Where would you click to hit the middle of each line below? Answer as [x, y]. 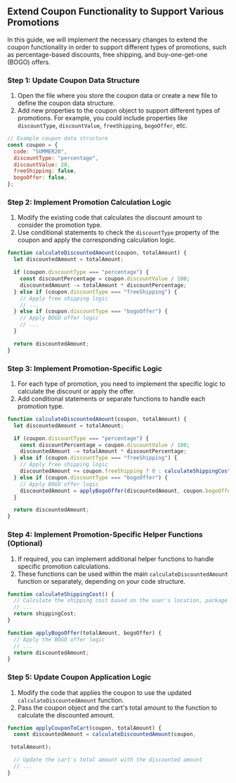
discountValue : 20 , [42, 165]
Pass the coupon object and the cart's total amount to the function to [117, 708]
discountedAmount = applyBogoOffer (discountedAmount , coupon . [113, 491]
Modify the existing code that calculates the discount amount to [110, 218]
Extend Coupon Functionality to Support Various [116, 12]
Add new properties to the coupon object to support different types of [119, 111]
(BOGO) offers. [29, 62]
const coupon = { [33, 145]
